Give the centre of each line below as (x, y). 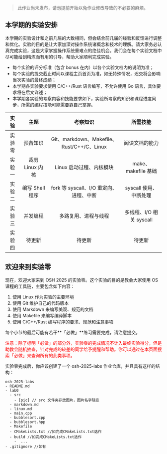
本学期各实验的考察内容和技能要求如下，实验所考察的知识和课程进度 (82, 98)
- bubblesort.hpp (28, 422)
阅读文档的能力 (141, 143)
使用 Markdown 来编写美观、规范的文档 (53, 309)
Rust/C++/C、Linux (84, 147)
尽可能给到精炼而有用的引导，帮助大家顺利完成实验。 (60, 56)
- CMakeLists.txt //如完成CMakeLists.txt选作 (56, 432)
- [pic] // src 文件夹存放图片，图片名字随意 (57, 400)
